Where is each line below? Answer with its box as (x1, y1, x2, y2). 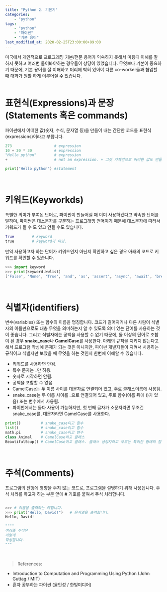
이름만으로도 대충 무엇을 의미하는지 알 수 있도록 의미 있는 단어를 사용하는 (14, 325, 155, 331)
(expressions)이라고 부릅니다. (5, 133, 64, 140)
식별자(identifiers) (5, 302, 80, 313)
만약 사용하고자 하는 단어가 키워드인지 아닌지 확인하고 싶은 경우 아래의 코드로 (5, 248, 154, 254)
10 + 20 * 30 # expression (5, 148, 81, 153)
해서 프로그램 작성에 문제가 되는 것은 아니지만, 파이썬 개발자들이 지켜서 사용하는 (5, 344, 159, 350)
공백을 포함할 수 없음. (12, 380, 54, 386)
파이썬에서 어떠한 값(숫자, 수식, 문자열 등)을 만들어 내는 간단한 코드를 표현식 (5, 127, 152, 133)
